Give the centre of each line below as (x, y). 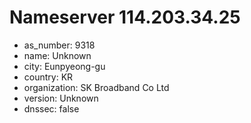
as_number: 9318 (59, 45)
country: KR (48, 77)
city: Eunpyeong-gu (64, 66)
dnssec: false (51, 108)
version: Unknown (61, 98)
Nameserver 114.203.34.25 (125, 17)
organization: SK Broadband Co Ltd (96, 87)
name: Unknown (57, 55)
